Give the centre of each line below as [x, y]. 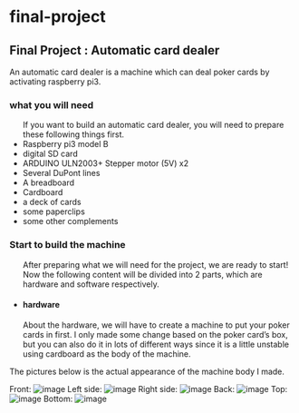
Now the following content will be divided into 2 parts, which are [142, 274]
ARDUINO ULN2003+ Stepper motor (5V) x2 [105, 163]
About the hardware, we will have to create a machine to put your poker [156, 325]
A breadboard [48, 182]
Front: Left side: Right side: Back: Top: [149, 388]
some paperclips [54, 211]
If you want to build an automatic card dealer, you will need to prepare [153, 125]
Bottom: [58, 398]
